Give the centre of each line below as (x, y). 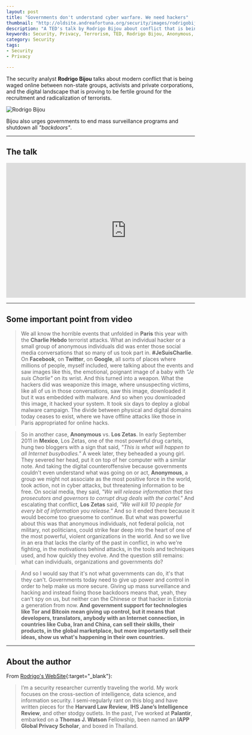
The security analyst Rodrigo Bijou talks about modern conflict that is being (100, 79)
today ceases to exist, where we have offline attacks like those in (101, 417)
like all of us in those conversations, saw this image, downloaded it (103, 391)
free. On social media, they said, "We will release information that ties (107, 492)
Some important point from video (69, 319)
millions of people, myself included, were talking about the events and (107, 366)
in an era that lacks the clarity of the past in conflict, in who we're (101, 543)
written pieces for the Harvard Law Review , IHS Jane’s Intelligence (104, 707)
